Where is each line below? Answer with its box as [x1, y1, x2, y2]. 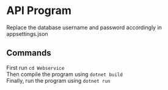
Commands [6, 48, 52, 58]
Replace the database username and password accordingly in [6, 24, 162, 31]
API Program [6, 4, 72, 18]
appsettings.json [6, 30, 48, 37]
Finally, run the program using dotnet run [6, 77, 111, 84]
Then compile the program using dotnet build [6, 71, 123, 78]
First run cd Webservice [6, 64, 65, 71]
